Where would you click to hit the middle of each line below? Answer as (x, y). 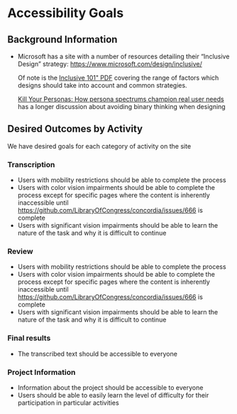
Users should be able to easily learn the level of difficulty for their (113, 395)
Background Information (62, 39)
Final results (29, 338)
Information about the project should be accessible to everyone (110, 388)
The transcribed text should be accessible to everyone (97, 354)
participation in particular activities (68, 403)
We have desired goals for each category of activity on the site (99, 146)
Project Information (42, 372)
